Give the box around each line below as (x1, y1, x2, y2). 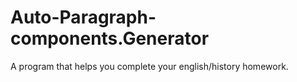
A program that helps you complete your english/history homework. (10, 60, 289, 72)
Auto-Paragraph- (10, 6, 157, 29)
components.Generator (10, 27, 210, 50)
